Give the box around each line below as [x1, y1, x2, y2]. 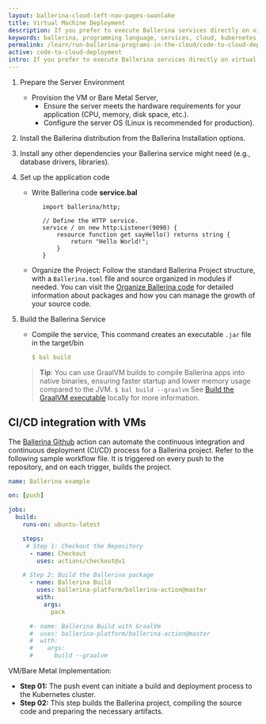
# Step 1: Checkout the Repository [25, 542, 144, 550]
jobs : [8, 506, 26, 514]
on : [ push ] [8, 491, 44, 499]
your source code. [31, 298, 92, 309]
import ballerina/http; [42, 203, 121, 210]
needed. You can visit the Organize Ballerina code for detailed [31, 282, 234, 291]
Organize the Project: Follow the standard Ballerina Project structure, [31, 265, 256, 275]
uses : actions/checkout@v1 [36, 557, 126, 565]
